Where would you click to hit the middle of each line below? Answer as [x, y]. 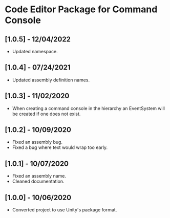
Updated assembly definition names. [51, 80]
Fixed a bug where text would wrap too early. [60, 147]
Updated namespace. [35, 51]
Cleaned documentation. [38, 181]
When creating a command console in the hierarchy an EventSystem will [88, 108]
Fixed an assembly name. [39, 176]
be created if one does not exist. [46, 114]
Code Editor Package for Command [81, 9]
